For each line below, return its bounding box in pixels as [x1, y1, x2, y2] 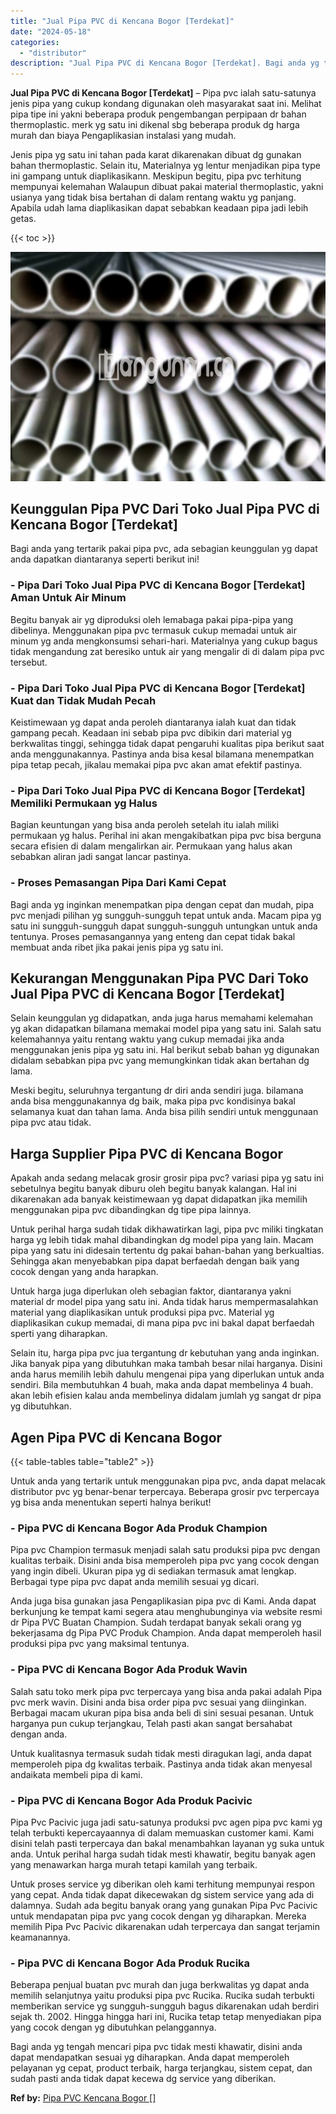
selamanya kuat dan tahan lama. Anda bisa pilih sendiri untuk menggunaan [10, 1106, 319, 1118]
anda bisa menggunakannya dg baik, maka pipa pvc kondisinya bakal [10, 1095, 296, 1107]
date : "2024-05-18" [10, 26, 92, 37]
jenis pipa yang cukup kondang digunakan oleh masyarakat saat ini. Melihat [10, 98, 322, 110]
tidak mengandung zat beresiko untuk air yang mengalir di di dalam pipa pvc [10, 645, 325, 657]
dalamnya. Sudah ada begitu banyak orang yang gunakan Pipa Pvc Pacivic [10, 1899, 318, 1911]
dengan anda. [10, 1728, 68, 1740]
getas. [10, 213, 37, 225]
